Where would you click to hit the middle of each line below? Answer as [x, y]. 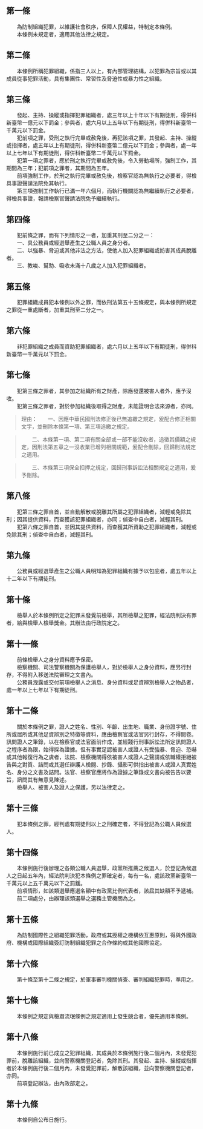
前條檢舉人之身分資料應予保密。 [56, 659]
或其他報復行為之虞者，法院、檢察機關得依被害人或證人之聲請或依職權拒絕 [99, 757]
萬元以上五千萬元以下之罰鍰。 [48, 883]
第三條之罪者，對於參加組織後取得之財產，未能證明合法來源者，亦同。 [109, 406]
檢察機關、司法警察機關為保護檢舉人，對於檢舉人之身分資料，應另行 [101, 667]
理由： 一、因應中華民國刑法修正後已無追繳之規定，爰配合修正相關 [108, 419]
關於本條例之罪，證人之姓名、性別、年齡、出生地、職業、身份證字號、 [104, 726]
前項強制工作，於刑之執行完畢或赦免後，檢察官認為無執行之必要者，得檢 [107, 176]
